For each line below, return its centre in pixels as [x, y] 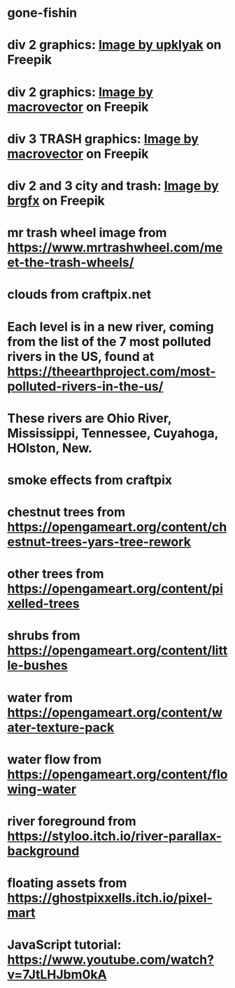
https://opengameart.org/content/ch [117, 527]
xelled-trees [43, 604]
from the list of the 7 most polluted [109, 342]
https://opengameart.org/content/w [115, 712]
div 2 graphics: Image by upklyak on [114, 45]
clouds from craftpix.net [79, 295]
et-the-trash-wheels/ [71, 262]
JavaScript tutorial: [64, 945]
